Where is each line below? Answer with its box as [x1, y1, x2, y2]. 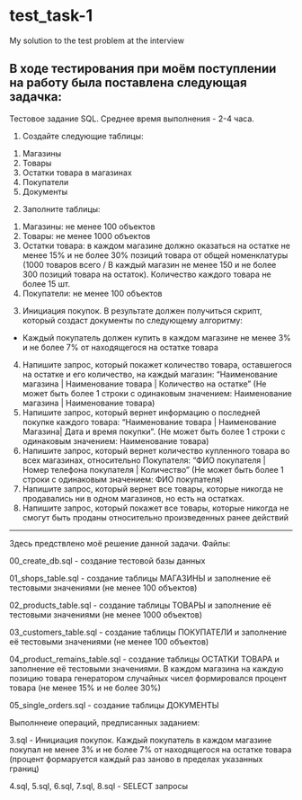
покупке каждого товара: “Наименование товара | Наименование [22, 416, 277, 427]
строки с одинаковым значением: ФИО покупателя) [22, 474, 224, 484]
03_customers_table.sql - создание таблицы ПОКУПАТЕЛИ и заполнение [9, 627, 288, 637]
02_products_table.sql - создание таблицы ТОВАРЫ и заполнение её [9, 600, 272, 610]
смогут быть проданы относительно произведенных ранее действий [22, 511, 289, 522]
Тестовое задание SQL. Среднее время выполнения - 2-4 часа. [9, 113, 254, 124]
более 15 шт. [22, 278, 70, 289]
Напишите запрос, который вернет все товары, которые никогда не [22, 483, 284, 494]
